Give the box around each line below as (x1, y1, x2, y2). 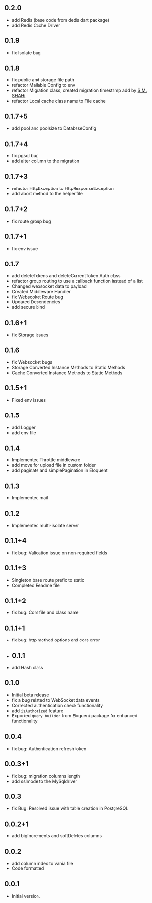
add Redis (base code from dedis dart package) (11, 17, 110, 23)
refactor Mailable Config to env (11, 82, 75, 88)
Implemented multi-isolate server (11, 523, 79, 528)
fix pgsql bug (11, 153, 39, 159)
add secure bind (11, 304, 45, 310)
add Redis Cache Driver (11, 22, 60, 28)
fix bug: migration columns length (11, 773, 80, 779)
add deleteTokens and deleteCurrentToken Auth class (11, 273, 121, 279)
